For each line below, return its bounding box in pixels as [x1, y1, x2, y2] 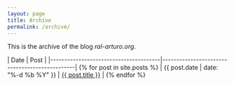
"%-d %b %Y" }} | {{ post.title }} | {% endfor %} [7, 71, 146, 79]
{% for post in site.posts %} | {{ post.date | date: [78, 64, 219, 72]
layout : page [7, 10, 46, 17]
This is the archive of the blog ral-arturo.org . [7, 43, 137, 51]
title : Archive [7, 17, 52, 24]
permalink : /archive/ [7, 23, 71, 30]
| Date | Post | [7, 56, 47, 64]
